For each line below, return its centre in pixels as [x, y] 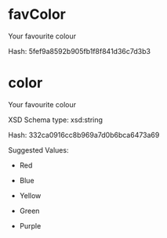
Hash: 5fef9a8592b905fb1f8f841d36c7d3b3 [80, 51]
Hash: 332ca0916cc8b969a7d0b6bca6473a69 [84, 135]
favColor [37, 14]
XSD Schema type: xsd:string [56, 120]
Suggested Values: [38, 150]
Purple [30, 225]
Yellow [30, 195]
